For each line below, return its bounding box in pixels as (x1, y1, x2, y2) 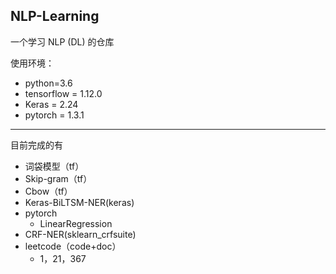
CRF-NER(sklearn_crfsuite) (24, 228, 137, 240)
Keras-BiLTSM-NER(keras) (24, 196, 135, 208)
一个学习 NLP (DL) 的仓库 (10, 35, 115, 48)
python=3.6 (24, 77, 73, 89)
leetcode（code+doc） (24, 240, 122, 252)
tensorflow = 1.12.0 (24, 87, 103, 99)
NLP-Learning (10, 8, 100, 25)
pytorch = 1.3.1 (24, 109, 85, 121)
